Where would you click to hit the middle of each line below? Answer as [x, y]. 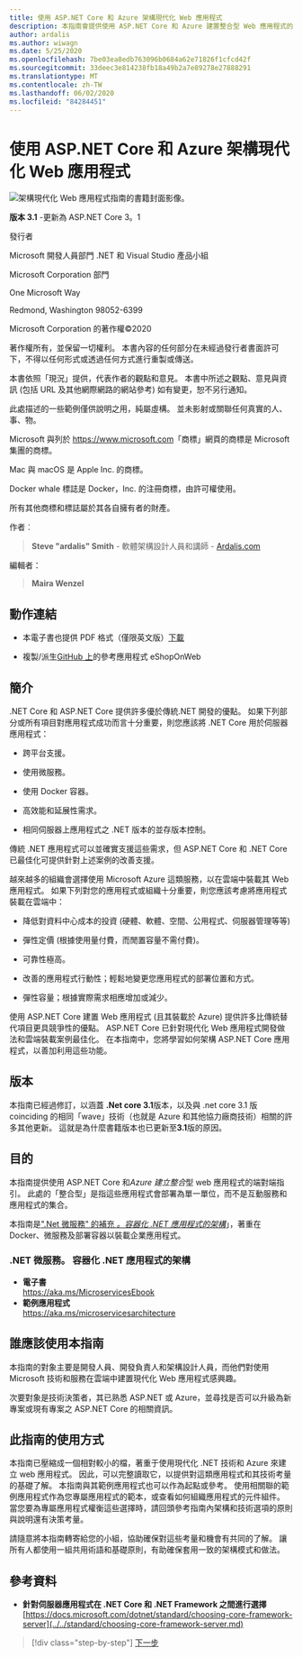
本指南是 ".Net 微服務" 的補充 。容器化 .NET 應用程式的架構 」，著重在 [135, 1223]
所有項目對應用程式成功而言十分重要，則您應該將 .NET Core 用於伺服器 [156, 722]
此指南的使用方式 [57, 1440]
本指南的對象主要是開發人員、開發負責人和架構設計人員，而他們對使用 [139, 1367]
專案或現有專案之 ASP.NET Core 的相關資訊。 [93, 1408]
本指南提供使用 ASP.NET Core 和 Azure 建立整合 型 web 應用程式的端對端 [143, 1182]
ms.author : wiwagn [44, 43]
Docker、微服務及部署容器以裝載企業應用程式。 [98, 1235]
